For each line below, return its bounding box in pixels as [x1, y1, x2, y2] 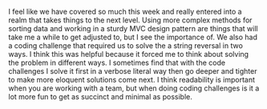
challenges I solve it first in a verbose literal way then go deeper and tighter [8, 67, 257, 75]
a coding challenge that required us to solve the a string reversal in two [8, 41, 243, 50]
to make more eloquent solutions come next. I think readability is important [8, 75, 255, 84]
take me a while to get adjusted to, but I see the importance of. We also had [8, 32, 258, 42]
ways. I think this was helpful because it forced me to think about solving [8, 50, 249, 59]
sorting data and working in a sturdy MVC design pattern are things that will [8, 24, 258, 33]
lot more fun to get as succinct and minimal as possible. [8, 92, 192, 101]
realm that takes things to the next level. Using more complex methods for [8, 15, 253, 25]
